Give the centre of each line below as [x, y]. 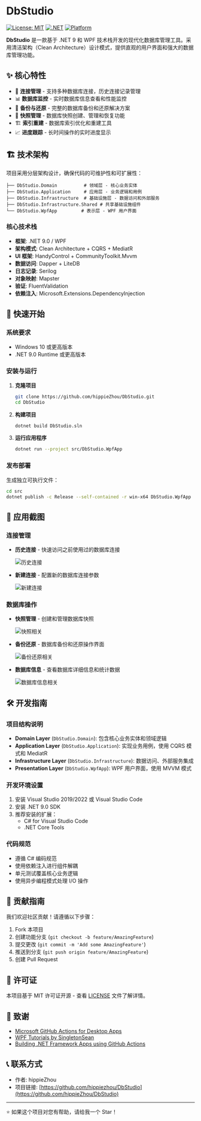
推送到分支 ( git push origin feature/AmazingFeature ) [81, 952]
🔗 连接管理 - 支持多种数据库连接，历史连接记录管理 [78, 91]
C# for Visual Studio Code [56, 821]
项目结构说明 [25, 724]
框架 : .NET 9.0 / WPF [41, 241]
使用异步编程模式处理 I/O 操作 [51, 881]
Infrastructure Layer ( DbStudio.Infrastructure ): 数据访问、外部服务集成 [104, 761]
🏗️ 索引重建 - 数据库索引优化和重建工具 [63, 123]
